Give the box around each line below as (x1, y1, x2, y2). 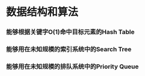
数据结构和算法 (6, 5, 79, 19)
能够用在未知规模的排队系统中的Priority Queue (6, 62, 139, 71)
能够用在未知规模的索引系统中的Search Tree (6, 45, 132, 54)
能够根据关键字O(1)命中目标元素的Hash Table (6, 28, 135, 36)
